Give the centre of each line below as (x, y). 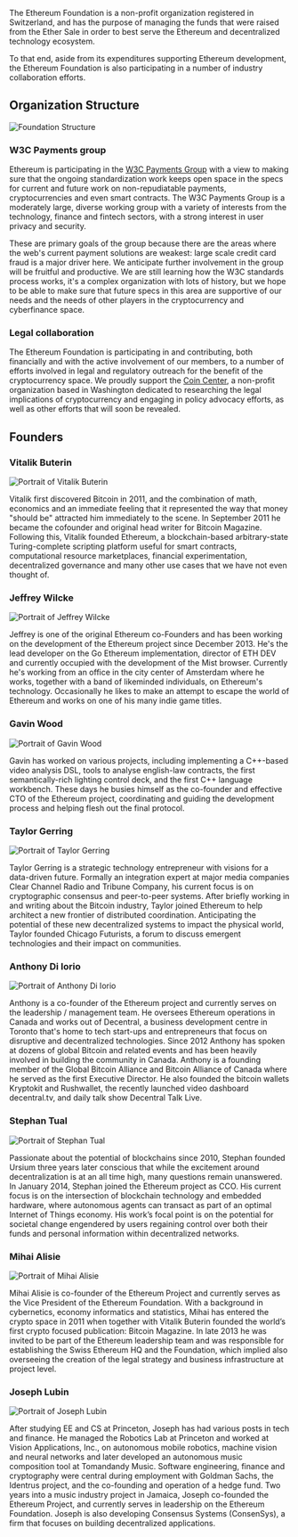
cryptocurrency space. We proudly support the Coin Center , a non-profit (142, 380)
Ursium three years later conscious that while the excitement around (134, 1167)
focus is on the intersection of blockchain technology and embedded (136, 1195)
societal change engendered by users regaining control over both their (139, 1223)
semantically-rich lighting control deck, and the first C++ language (131, 780)
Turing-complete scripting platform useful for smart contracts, (123, 546)
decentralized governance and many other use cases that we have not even (148, 566)
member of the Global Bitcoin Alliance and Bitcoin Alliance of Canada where (148, 1069)
